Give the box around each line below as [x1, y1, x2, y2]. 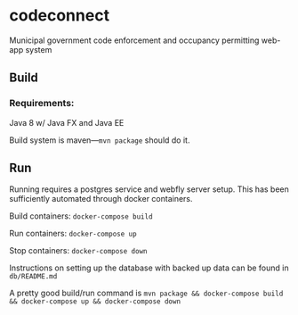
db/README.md [9, 272, 58, 281]
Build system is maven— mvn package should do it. [9, 135, 190, 145]
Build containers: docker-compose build [9, 211, 153, 221]
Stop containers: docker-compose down [9, 245, 148, 256]
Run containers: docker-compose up [9, 228, 137, 239]
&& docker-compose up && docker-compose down [9, 297, 181, 306]
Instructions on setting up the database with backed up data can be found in [9, 262, 289, 273]
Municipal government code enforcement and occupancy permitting [9, 35, 260, 46]
